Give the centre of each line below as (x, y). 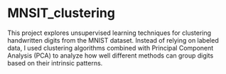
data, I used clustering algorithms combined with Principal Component (111, 48)
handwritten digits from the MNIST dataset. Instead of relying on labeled (113, 40)
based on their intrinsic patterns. (55, 63)
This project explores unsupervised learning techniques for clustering (109, 33)
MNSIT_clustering (61, 13)
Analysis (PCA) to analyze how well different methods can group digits (111, 55)
